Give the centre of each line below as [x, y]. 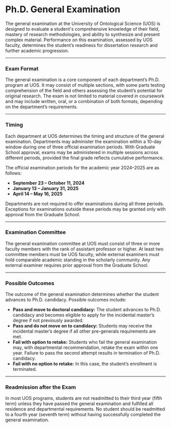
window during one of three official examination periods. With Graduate [80, 147]
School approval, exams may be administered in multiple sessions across [82, 152]
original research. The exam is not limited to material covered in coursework [85, 96]
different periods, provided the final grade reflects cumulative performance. [84, 158]
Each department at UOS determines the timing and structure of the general [85, 136]
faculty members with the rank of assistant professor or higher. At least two [84, 249]
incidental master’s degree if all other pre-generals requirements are [84, 331]
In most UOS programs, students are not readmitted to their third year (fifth [84, 398]
